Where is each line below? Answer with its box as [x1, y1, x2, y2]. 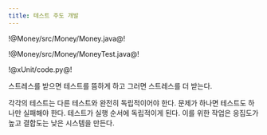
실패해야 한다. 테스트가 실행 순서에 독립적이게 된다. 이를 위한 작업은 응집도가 [22, 108, 259, 117]
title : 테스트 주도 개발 [8, 11, 80, 20]
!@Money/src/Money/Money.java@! [8, 34, 126, 43]
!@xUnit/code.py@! [8, 65, 73, 74]
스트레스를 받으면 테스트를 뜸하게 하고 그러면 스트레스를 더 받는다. [8, 81, 213, 90]
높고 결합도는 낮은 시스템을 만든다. [8, 117, 115, 128]
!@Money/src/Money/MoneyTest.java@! [8, 49, 139, 58]
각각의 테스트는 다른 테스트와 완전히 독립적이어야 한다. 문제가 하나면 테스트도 [8, 97, 247, 108]
